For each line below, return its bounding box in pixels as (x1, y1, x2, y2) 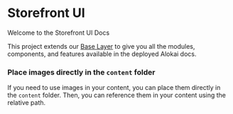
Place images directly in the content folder (7, 67, 156, 77)
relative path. (7, 98, 46, 107)
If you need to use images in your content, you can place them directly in (7, 84, 221, 92)
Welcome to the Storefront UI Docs (7, 28, 110, 37)
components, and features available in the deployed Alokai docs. (7, 50, 197, 58)
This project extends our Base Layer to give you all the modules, (7, 42, 195, 50)
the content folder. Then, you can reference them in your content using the (7, 91, 226, 100)
